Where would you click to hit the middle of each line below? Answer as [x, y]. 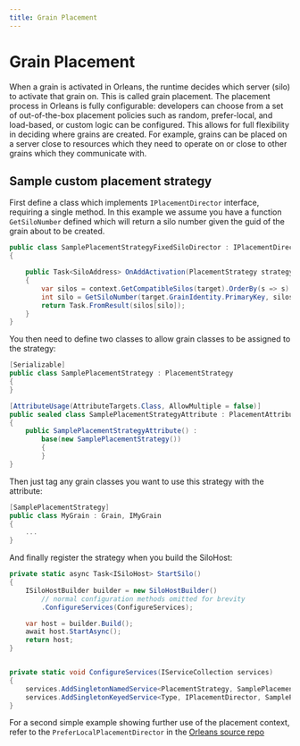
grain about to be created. [57, 231]
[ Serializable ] [37, 365]
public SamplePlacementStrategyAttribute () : [112, 431]
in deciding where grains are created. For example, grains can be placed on [148, 134]
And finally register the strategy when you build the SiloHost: [121, 558]
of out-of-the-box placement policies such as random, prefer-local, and [141, 115]
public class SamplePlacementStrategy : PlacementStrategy [121, 373]
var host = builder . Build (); [79, 623]
